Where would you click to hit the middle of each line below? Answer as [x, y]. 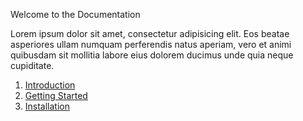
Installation [47, 106]
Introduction [50, 85]
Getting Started [56, 95]
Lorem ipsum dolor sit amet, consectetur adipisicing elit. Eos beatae [150, 33]
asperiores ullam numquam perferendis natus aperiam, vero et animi [151, 44]
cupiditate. [32, 65]
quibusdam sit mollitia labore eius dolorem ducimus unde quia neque [152, 55]
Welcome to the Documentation [75, 14]
